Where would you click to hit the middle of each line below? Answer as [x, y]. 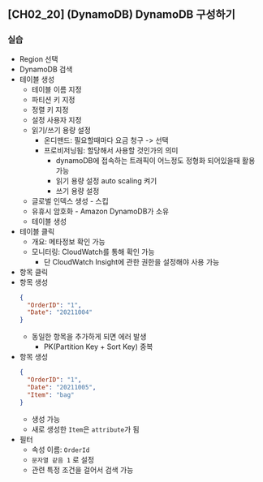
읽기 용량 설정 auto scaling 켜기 [106, 180]
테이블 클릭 [37, 231]
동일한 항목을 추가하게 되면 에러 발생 [89, 337]
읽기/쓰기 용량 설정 [61, 130]
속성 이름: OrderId [60, 450]
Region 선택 [39, 58]
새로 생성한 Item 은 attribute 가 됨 [85, 429]
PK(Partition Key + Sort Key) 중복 [98, 346]
